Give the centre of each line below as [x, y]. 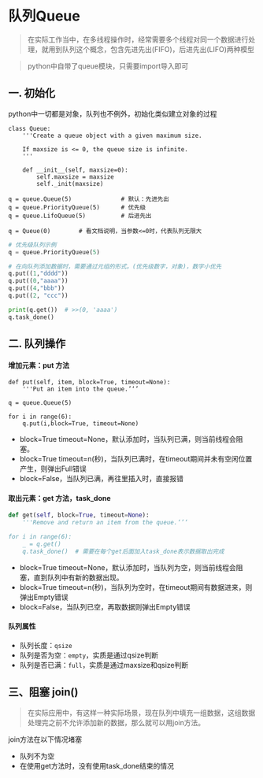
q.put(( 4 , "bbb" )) [37, 288]
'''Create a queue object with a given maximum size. [112, 135]
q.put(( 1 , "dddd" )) [38, 274]
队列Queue [44, 16]
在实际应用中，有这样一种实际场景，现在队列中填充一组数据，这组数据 [141, 713]
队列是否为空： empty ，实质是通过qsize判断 [89, 655]
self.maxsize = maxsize [75, 177]
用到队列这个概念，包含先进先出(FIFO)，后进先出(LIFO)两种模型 [151, 49]
